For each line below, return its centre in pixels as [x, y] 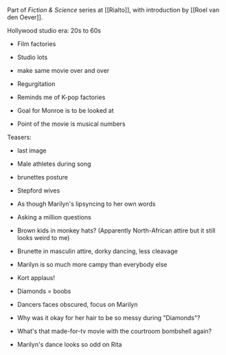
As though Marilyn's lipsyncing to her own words [86, 204]
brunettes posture [43, 177]
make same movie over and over [63, 71]
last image [32, 150]
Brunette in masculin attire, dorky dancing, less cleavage [97, 251]
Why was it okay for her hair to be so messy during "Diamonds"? [109, 318]
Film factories [36, 44]
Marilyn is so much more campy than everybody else [92, 265]
